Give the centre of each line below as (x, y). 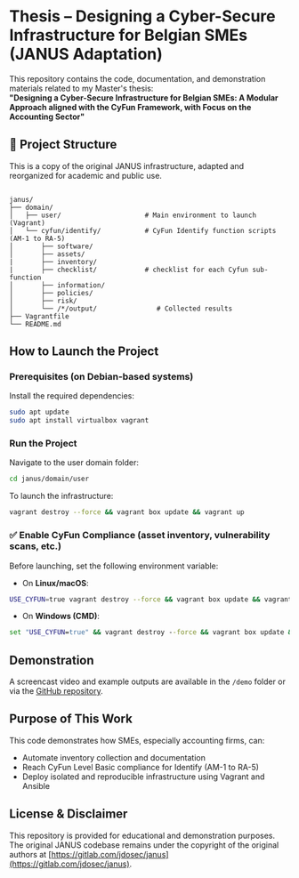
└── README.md (36, 324)
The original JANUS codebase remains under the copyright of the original (144, 845)
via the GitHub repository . (57, 691)
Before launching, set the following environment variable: (114, 566)
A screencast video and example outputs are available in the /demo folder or (148, 681)
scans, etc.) (36, 546)
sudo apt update (39, 412)
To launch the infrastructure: (61, 496)
